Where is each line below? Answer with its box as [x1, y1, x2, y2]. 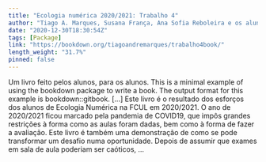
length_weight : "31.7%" [8, 48, 87, 56]
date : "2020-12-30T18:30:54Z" [8, 26, 108, 34]
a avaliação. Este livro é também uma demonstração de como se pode [8, 127, 237, 137]
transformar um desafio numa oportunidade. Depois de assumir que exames [8, 136, 257, 145]
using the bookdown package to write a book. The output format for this [8, 85, 244, 95]
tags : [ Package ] [8, 33, 62, 42]
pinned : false [8, 56, 55, 64]
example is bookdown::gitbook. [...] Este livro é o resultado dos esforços [8, 94, 244, 104]
